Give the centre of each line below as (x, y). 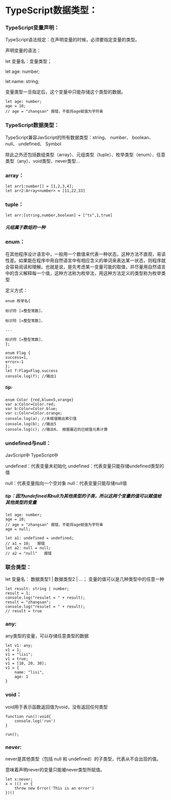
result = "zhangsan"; (28, 602)
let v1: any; (19, 646)
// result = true (24, 611)
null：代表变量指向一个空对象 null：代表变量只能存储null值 (66, 483)
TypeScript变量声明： (32, 28)
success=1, (17, 357)
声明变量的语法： (23, 50)
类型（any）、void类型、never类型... (43, 161)
